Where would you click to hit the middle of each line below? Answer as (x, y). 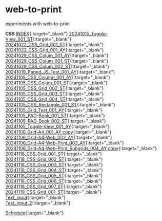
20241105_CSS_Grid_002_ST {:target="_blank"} (55, 88)
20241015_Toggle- (88, 33)
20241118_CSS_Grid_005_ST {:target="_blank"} (54, 175)
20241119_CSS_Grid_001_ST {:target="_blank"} (54, 192)
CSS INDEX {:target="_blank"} (37, 33)
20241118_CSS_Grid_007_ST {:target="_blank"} (54, 187)
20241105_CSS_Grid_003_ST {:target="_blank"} (55, 94)
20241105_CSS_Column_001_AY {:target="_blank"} (58, 77)
